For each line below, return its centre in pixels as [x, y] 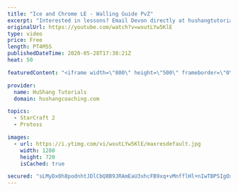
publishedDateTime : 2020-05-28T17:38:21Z [69, 54]
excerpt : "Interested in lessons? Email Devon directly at [96, 21]
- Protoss [28, 125]
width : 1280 [38, 150]
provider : [22, 86]
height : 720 [38, 157]
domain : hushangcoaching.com [57, 99]
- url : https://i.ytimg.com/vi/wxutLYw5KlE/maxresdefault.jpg [107, 144]
